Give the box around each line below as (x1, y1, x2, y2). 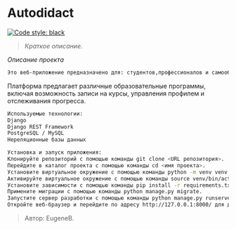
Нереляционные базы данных (7, 136, 86, 143)
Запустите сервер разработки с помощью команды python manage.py (7, 195, 202, 202)
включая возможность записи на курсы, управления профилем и (7, 89, 205, 98)
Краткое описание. (24, 41, 83, 50)
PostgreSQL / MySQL (7, 130, 65, 137)
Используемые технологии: (7, 110, 83, 117)
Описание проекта (7, 55, 65, 64)
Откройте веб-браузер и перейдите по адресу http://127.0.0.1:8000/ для (7, 202, 225, 209)
